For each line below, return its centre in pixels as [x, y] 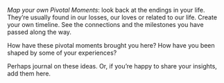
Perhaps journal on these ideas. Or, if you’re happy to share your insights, [112, 66]
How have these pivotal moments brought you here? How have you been [111, 45]
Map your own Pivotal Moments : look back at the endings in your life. [106, 10]
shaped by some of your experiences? [62, 53]
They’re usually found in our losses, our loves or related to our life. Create [112, 17]
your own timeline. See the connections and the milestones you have [105, 25]
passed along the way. [39, 32]
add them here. [29, 73]
